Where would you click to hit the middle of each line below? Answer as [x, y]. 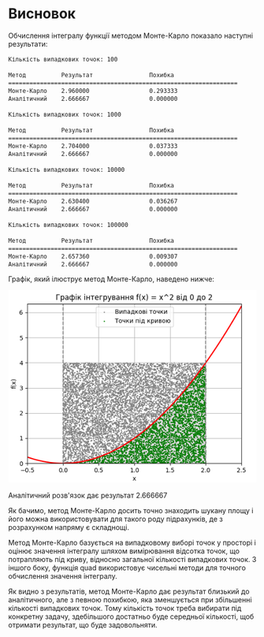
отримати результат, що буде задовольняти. [83, 624]
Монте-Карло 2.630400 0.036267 [93, 201]
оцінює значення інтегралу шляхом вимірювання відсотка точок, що [124, 551]
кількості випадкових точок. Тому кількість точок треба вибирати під [125, 608]
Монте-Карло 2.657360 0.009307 [93, 256]
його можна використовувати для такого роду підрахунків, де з [115, 519]
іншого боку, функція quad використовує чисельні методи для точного [127, 568]
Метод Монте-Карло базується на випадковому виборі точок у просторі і [132, 542]
